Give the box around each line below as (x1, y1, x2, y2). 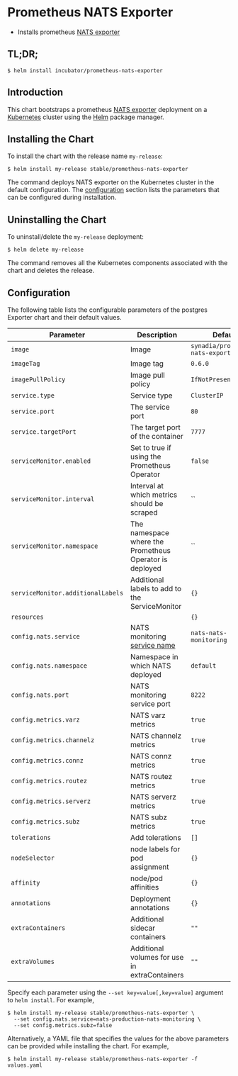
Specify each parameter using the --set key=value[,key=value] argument (7, 988, 224, 997)
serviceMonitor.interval (11, 495, 95, 503)
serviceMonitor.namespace (11, 542, 98, 550)
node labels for (130, 844, 181, 854)
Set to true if (130, 443, 171, 452)
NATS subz (130, 812, 168, 822)
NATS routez (130, 772, 173, 781)
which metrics (130, 490, 178, 500)
